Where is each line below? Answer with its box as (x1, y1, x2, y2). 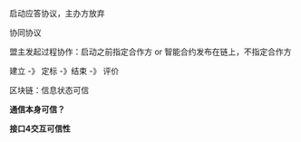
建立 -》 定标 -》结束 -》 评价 (9, 66, 120, 76)
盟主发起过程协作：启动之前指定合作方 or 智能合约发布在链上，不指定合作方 (9, 46, 292, 57)
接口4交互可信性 (9, 123, 71, 134)
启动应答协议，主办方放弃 (9, 8, 105, 18)
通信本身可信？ (9, 104, 65, 115)
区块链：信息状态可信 (9, 85, 89, 95)
